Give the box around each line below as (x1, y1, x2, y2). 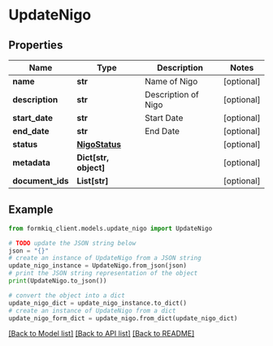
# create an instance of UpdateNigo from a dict (8, 306, 176, 314)
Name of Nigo (145, 76, 198, 87)
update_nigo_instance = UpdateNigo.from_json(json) (8, 262, 187, 270)
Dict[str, (76, 152, 110, 163)
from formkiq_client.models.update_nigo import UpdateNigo (8, 224, 213, 232)
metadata (12, 157, 50, 168)
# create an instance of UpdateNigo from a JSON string (8, 254, 201, 262)
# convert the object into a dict (8, 291, 126, 300)
